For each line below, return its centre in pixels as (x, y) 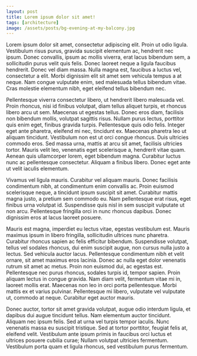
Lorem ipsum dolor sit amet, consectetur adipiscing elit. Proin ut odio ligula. (97, 45)
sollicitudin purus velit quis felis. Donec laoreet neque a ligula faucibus (91, 64)
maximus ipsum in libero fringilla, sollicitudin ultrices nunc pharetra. (87, 235)
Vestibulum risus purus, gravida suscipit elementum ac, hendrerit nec (90, 51)
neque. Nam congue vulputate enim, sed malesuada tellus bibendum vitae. (96, 82)
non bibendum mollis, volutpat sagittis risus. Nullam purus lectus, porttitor (95, 119)
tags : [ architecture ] (33, 22)
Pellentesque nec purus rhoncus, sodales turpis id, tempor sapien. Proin (93, 273)
